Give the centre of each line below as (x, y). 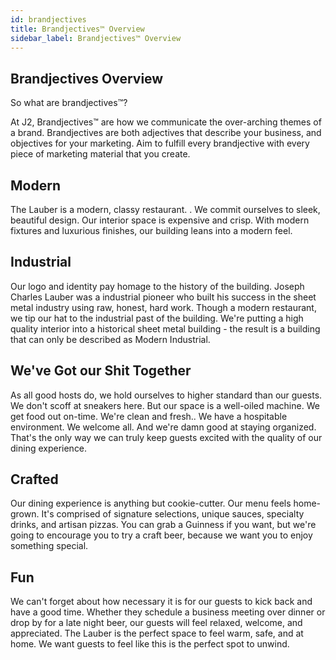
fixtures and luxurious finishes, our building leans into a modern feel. (151, 230)
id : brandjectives (48, 19)
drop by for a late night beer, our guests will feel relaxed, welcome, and (156, 623)
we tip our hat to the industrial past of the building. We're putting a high (157, 318)
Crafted (34, 479)
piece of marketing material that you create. (100, 154)
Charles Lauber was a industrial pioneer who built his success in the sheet (163, 297)
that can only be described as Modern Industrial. (110, 339)
